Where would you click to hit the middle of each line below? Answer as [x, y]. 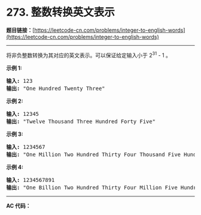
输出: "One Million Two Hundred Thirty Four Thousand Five [94, 154]
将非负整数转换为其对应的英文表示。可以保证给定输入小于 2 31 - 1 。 [89, 55]
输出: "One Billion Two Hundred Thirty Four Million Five [92, 187]
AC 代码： [19, 205]
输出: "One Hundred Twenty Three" [56, 88]
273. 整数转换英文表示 [61, 12]
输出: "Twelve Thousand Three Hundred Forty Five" [81, 121]
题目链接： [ [20, 30]
